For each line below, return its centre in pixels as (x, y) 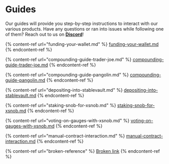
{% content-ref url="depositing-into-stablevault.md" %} (64, 90)
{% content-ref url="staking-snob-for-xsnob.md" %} (61, 105)
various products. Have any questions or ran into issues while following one (84, 29)
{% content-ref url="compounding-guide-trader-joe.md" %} (68, 59)
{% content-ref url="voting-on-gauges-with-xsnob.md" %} (67, 120)
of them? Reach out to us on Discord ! (45, 34)
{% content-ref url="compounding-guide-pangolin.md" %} (67, 74)
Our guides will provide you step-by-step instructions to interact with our (81, 23)
